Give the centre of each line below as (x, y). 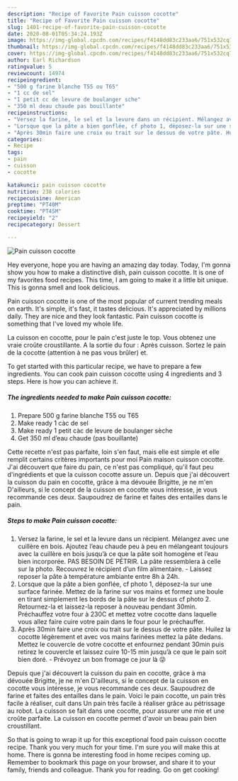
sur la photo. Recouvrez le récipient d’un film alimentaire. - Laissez (115, 569)
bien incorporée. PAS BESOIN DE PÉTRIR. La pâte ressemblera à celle (119, 561)
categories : (25, 139)
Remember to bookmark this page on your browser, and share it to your (112, 762)
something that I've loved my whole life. (66, 323)
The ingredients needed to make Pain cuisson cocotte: (90, 397)
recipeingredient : (34, 80)
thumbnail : (23, 47)
